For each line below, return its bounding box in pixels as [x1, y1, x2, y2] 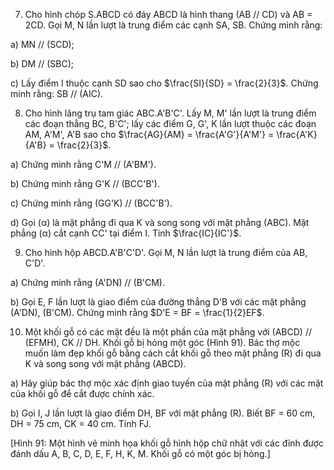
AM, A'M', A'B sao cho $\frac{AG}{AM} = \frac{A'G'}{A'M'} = [24, 129, 275, 140]
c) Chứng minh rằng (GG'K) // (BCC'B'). [10, 197, 173, 209]
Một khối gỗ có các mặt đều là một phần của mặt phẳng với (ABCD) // [24, 326, 312, 338]
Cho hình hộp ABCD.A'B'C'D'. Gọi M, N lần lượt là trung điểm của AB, [24, 247, 308, 258]
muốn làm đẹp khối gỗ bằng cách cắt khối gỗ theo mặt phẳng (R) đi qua [24, 347, 322, 359]
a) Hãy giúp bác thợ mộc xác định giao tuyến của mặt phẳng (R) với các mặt [10, 377, 324, 389]
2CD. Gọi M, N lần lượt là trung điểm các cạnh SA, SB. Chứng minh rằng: [24, 19, 323, 31]
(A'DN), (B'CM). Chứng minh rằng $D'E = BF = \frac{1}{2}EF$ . [10, 307, 265, 318]
